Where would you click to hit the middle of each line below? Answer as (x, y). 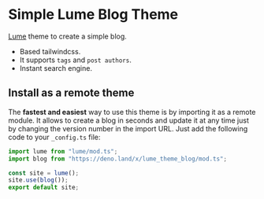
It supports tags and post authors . (75, 60)
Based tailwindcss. (50, 51)
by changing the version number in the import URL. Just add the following (128, 128)
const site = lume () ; (44, 173)
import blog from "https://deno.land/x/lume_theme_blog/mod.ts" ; (117, 159)
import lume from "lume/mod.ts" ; (63, 151)
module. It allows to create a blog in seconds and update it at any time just (129, 120)
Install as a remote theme (71, 93)
